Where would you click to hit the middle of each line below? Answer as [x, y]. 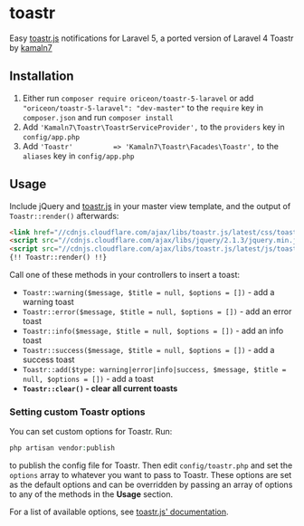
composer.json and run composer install [98, 117]
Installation [42, 77]
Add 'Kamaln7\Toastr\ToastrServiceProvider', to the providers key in [153, 127]
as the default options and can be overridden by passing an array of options [151, 485]
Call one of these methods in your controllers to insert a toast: [125, 275]
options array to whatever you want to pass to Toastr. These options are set [151, 475]
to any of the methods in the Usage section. [91, 494]
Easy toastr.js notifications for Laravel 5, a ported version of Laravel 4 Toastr [152, 38]
